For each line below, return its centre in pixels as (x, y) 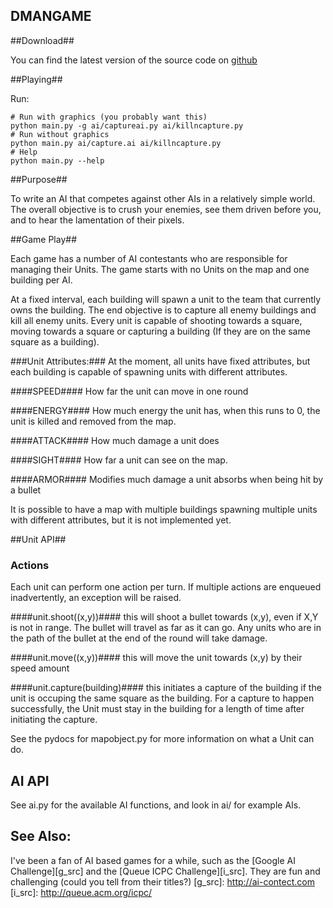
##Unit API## (38, 539)
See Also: (41, 836)
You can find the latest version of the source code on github (134, 60)
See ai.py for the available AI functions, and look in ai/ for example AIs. (156, 805)
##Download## (42, 40)
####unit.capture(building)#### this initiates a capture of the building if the (166, 688)
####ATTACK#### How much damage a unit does (115, 440)
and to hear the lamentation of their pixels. (97, 220)
